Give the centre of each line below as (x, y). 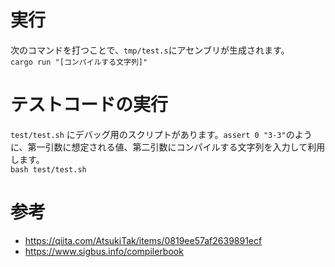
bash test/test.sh (48, 169)
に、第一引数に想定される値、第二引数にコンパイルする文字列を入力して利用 (168, 147)
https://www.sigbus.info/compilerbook (104, 251)
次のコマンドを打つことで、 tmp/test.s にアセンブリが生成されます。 (150, 50)
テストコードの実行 (89, 105)
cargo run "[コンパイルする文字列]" (79, 62)
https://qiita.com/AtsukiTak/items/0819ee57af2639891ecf (143, 240)
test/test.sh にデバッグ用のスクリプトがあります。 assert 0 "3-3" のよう (161, 134)
